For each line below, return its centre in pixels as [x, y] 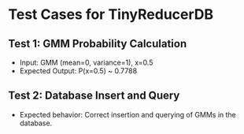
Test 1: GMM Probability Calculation [98, 44]
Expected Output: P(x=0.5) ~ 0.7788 [78, 71]
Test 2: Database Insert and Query [94, 96]
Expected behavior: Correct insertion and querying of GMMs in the [128, 114]
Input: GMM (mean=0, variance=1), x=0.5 [86, 62]
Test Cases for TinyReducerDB [111, 15]
